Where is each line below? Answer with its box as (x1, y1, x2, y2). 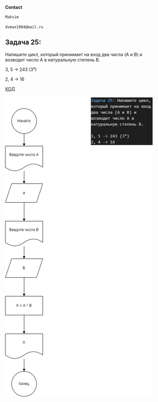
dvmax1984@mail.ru (5, 25, 43, 30)
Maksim (5, 15, 19, 20)
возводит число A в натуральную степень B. (5, 57, 100, 63)
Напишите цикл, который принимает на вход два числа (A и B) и (5, 51, 143, 57)
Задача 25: (5, 38, 41, 47)
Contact (5, 5, 22, 10)
